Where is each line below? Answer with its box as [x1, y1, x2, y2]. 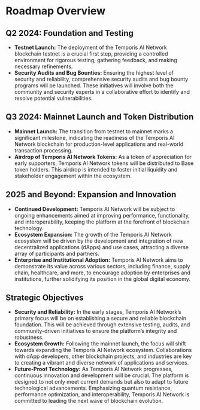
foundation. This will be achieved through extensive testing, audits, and [14, 321, 190, 328]
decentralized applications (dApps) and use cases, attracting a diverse [14, 243, 189, 250]
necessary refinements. [14, 63, 73, 70]
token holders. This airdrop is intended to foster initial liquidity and [14, 166, 178, 173]
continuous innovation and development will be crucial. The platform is [14, 372, 189, 379]
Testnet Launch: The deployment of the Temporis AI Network [14, 44, 167, 51]
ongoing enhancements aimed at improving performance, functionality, [14, 212, 190, 219]
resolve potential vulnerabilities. [14, 94, 93, 102]
